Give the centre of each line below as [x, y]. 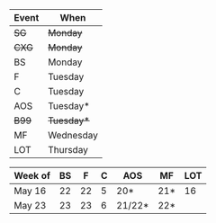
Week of [32, 176]
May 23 [30, 205]
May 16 [30, 191]
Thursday [68, 150]
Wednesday [73, 135]
